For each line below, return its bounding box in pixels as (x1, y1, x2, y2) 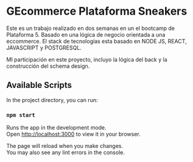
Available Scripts (6, 80, 72, 90)
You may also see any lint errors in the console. (6, 149, 125, 156)
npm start (6, 111, 35, 119)
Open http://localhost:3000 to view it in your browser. (6, 130, 141, 138)
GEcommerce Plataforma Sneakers (6, 4, 188, 18)
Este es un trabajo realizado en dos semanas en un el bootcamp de (6, 24, 175, 32)
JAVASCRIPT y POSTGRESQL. (6, 44, 82, 51)
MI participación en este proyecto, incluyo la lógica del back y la (6, 56, 167, 63)
